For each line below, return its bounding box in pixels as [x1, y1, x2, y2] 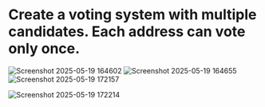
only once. [8, 40, 81, 57]
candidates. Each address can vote [8, 22, 246, 41]
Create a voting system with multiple [8, 6, 257, 24]
